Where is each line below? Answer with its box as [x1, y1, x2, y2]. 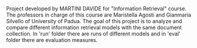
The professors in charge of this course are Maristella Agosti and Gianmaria [6, 11, 192, 18]
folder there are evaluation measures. [6, 37, 98, 43]
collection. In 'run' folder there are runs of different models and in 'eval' [6, 30, 181, 37]
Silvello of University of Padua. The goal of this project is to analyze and [6, 18, 182, 24]
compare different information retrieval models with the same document [6, 24, 182, 31]
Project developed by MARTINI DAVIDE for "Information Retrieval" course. [6, 5, 187, 12]
